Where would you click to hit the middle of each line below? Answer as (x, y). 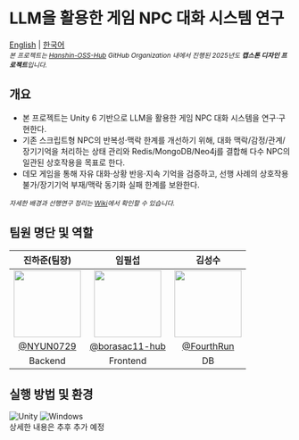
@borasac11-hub (128, 346)
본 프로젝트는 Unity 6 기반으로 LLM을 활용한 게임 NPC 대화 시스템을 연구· (150, 118)
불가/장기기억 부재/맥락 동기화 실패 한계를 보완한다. (111, 185)
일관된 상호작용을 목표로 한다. (74, 162)
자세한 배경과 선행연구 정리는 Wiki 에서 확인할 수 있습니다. (92, 203)
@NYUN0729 (47, 346)
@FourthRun (208, 346)
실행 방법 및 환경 (51, 394)
